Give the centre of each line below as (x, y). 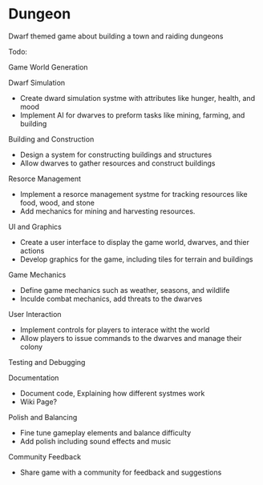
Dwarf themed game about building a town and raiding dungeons (116, 36)
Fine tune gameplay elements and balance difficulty (105, 432)
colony (31, 347)
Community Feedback (45, 456)
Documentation (34, 378)
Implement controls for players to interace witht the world (115, 330)
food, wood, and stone (57, 202)
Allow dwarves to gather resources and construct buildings (117, 163)
